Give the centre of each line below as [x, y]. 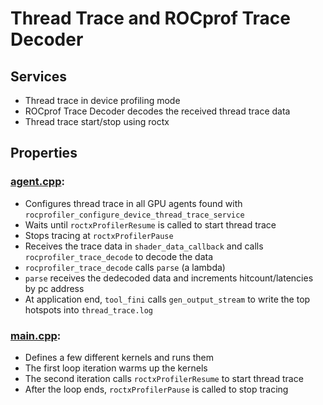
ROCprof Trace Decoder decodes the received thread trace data [157, 111]
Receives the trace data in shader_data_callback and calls [144, 246]
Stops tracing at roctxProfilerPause [99, 235]
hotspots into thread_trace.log [89, 309]
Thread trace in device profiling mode [102, 100]
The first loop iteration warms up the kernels [116, 368]
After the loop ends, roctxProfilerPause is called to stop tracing [156, 389]
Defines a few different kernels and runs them [119, 357]
